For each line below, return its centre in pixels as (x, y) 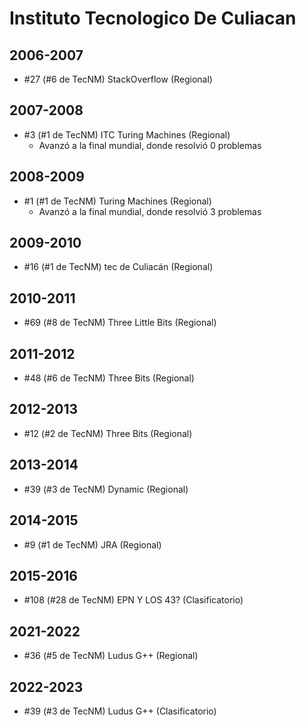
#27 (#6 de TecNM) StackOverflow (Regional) (118, 79)
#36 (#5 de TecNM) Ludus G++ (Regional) (111, 656)
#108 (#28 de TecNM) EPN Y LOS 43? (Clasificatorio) (133, 600)
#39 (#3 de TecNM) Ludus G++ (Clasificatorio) (120, 711)
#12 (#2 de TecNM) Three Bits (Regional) (108, 433)
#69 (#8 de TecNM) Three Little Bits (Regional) (120, 323)
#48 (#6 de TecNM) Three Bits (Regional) (109, 378)
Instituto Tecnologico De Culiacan (153, 18)
